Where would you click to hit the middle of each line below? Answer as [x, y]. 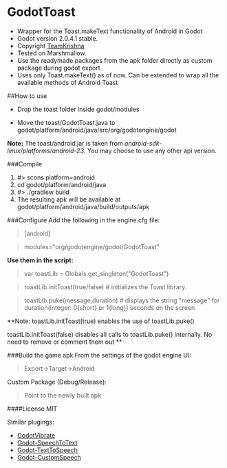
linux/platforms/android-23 [46, 150]
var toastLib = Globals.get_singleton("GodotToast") [96, 273]
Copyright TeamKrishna [51, 46]
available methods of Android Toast [67, 82]
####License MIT [32, 409]
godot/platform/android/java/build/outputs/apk [83, 206]
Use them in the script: [40, 260]
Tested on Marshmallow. [52, 53]
